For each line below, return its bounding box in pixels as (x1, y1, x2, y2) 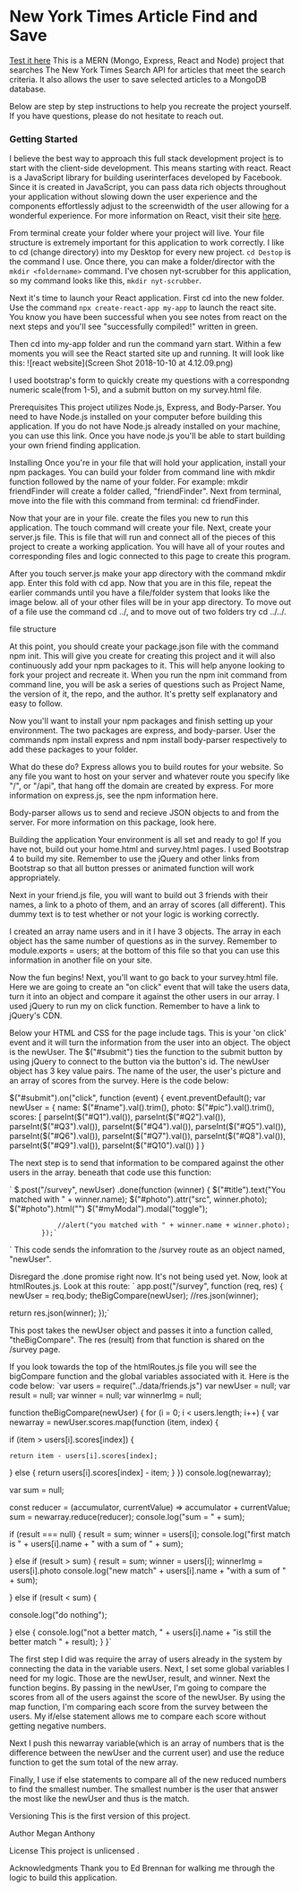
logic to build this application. (9, 1872, 118, 1883)
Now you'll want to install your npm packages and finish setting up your (9, 715, 273, 727)
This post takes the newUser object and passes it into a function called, (9, 1325, 273, 1336)
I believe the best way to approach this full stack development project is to (9, 153, 284, 164)
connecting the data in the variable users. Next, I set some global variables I (9, 1663, 289, 1674)
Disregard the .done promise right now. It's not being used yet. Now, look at (9, 1271, 288, 1283)
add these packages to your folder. (9, 744, 139, 755)
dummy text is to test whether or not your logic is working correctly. (9, 909, 260, 920)
